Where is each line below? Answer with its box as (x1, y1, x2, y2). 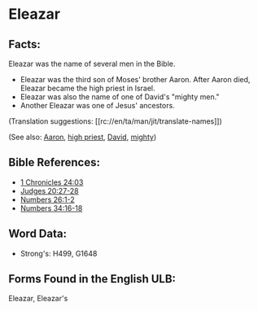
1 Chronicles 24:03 (20, 177, 84, 187)
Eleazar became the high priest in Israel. (20, 83, 155, 93)
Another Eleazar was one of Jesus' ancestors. (20, 101, 175, 110)
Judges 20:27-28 (20, 186, 79, 195)
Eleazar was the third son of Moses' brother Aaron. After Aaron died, (20, 75, 251, 84)
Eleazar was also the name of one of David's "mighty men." (20, 92, 220, 102)
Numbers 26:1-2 (20, 195, 75, 204)
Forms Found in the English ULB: (8, 272, 177, 286)
